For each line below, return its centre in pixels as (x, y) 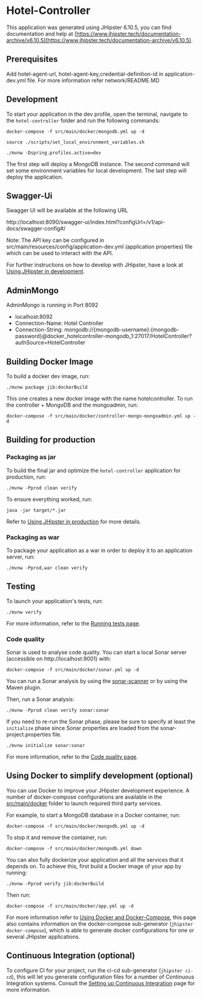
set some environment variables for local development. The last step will (96, 170)
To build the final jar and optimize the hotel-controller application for (93, 470)
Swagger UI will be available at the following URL (67, 210)
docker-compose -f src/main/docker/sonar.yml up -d (73, 670)
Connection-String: (39, 330)
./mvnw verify (24, 612)
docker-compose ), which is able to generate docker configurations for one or (100, 930)
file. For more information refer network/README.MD (93, 80)
